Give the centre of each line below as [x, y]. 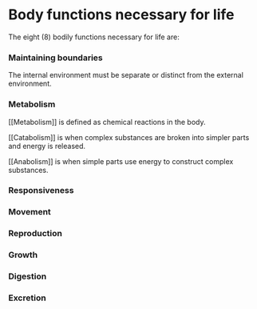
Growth [23, 255]
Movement [30, 212]
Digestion [28, 276]
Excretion [27, 298]
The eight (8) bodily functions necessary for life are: [94, 37]
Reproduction [35, 234]
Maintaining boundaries [55, 58]
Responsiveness [41, 191]
